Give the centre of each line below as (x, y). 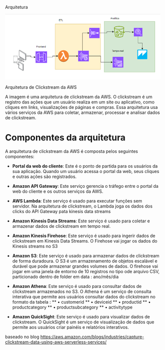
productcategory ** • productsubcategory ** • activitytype (72, 307)
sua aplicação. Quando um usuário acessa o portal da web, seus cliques (86, 171)
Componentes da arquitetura (65, 138)
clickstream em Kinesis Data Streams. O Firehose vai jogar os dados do (85, 241)
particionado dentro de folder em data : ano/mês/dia (66, 277)
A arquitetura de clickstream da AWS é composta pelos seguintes (72, 151)
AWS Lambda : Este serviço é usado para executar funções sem (77, 201)
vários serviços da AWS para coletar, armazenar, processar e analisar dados (82, 112)
